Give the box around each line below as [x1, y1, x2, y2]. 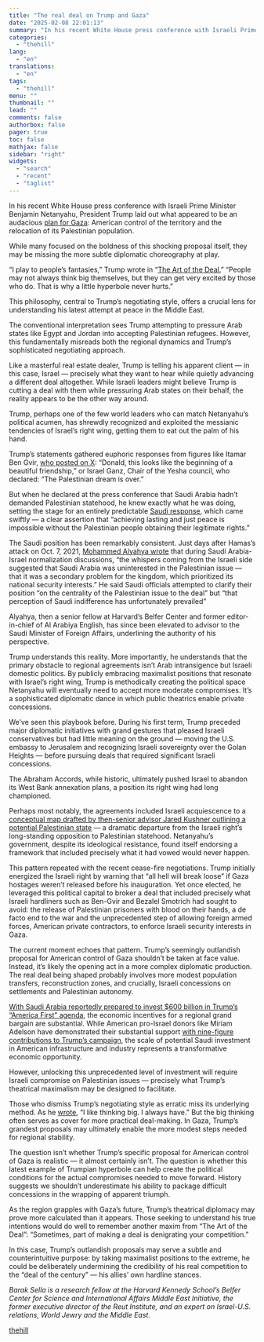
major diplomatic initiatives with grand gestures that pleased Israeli [9, 726, 225, 735]
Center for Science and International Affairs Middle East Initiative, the [9, 1293, 234, 1303]
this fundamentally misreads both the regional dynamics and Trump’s [9, 337, 232, 346]
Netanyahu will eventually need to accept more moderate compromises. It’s [9, 685, 252, 695]
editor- [226, 612, 249, 621]
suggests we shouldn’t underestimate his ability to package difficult [9, 1181, 227, 1190]
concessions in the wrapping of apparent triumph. [9, 1189, 171, 1198]
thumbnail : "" [9, 99, 56, 107]
